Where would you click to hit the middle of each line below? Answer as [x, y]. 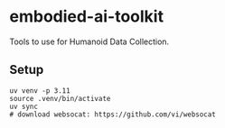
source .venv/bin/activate [60, 98]
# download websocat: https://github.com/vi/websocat [113, 114]
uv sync [24, 106]
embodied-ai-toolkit [87, 17]
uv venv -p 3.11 [40, 91]
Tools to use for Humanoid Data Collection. [89, 41]
